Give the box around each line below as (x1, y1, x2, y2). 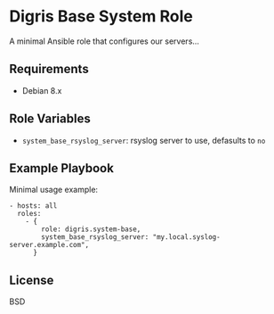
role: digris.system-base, (41, 225, 141, 234)
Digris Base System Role (9, 6, 193, 27)
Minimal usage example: (9, 185, 99, 195)
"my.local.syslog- (152, 233, 221, 242)
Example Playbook (9, 161, 114, 176)
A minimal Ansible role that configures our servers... (9, 36, 200, 46)
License (9, 272, 54, 287)
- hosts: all (9, 202, 58, 211)
